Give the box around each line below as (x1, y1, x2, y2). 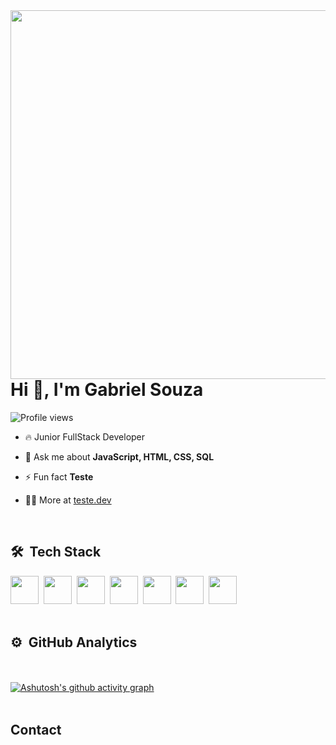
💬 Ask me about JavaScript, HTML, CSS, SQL (24, 450, 215, 463)
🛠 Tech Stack (10, 544, 102, 561)
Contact (10, 721, 62, 738)
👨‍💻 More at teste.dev (24, 494, 112, 506)
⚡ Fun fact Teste (24, 470, 94, 483)
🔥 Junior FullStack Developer (24, 430, 146, 443)
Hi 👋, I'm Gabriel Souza (10, 379, 204, 401)
